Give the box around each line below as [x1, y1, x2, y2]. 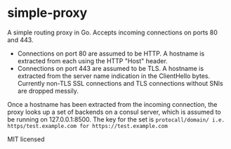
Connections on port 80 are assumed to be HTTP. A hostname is [17, 49, 205, 58]
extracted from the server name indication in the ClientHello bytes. [17, 72, 211, 80]
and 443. [7, 35, 34, 44]
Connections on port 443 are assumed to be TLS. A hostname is [17, 64, 204, 72]
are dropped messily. [17, 86, 79, 95]
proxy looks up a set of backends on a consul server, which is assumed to [7, 108, 221, 116]
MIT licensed [7, 135, 45, 143]
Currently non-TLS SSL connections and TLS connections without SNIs [17, 79, 223, 87]
